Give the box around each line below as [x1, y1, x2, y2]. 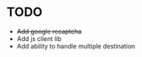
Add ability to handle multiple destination [16, 42, 136, 50]
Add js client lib [16, 34, 62, 42]
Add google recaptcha [16, 27, 82, 35]
